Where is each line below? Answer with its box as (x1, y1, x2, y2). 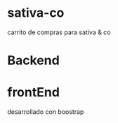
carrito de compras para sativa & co (7, 28, 111, 36)
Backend (7, 52, 60, 68)
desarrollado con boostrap (7, 108, 84, 116)
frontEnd (7, 85, 60, 101)
